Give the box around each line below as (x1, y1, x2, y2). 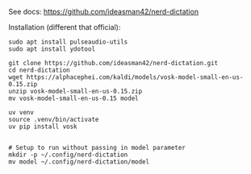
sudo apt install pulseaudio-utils (8, 38, 128, 46)
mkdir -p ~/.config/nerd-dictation (8, 151, 128, 159)
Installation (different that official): (8, 23, 121, 31)
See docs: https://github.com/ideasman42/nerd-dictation (8, 7, 199, 16)
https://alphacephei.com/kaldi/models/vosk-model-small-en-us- (26, 73, 244, 81)
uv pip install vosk (8, 122, 78, 130)
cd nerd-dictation (8, 66, 70, 74)
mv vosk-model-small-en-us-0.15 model (8, 94, 139, 102)
